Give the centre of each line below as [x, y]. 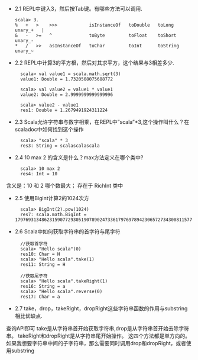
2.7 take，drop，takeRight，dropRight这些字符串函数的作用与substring [101, 308]
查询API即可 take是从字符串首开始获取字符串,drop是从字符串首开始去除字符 [98, 328]
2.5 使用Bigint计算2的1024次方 [52, 198]
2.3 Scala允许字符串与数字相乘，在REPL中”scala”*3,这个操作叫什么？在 [102, 122]
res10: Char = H [40, 254]
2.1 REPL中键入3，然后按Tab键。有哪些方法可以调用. [79, 9]
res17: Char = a [40, 297]
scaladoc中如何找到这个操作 [49, 129]
